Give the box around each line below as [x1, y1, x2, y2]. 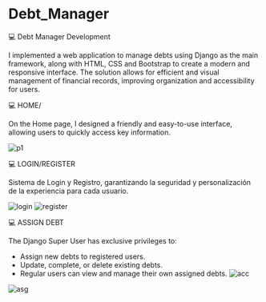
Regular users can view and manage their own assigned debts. [19, 268, 228, 278]
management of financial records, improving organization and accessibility [8, 75, 255, 85]
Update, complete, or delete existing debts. [19, 260, 163, 269]
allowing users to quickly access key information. [8, 127, 171, 137]
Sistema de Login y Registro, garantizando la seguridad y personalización [8, 177, 251, 187]
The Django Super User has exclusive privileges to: [8, 236, 178, 245]
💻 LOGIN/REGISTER [8, 159, 76, 168]
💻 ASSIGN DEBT [8, 217, 64, 227]
